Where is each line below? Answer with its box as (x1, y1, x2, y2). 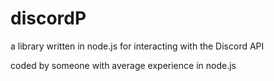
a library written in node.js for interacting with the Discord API (10, 40, 265, 52)
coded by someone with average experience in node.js (10, 59, 237, 71)
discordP (10, 7, 87, 30)
